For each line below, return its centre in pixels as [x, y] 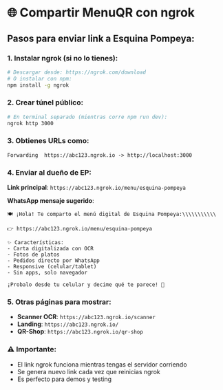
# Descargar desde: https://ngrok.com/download [77, 72]
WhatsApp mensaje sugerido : [51, 201]
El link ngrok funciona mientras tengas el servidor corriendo [102, 364]
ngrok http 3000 [30, 123]
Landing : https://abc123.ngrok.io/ [68, 324]
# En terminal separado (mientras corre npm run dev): [87, 117]
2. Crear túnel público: [45, 102]
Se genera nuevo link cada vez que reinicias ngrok [88, 371]
